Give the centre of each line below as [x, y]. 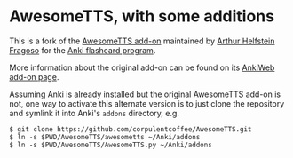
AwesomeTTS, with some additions [142, 16]
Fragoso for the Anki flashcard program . [83, 50]
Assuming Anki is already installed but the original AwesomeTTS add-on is [145, 94]
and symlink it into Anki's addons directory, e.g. [95, 113]
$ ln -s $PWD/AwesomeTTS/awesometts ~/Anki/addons [105, 137]
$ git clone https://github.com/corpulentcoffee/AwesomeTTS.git [131, 129]
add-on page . [34, 76]
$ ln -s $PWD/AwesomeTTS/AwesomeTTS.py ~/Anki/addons [111, 145]
